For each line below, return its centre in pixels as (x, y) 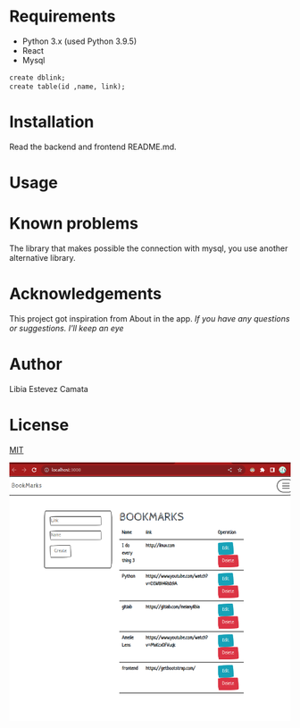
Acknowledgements (86, 294)
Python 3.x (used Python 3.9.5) (79, 41)
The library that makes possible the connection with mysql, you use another (149, 248)
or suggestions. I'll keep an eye (67, 328)
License (39, 425)
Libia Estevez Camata (49, 389)
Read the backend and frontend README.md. (93, 146)
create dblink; (37, 78)
